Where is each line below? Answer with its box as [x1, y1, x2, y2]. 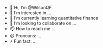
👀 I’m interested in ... [9, 10, 51, 16]
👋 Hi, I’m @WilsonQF [9, 5, 52, 10]
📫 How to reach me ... [9, 26, 55, 31]
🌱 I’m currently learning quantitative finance [9, 15, 99, 21]
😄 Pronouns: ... [9, 33, 42, 39]
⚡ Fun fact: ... [9, 38, 37, 44]
